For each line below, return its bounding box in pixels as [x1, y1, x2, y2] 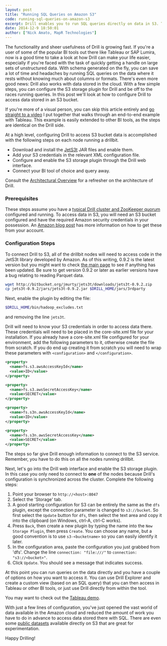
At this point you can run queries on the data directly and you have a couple [5, 570, 161, 575]
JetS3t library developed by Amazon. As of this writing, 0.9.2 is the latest [5, 256, 155, 262]
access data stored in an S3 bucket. [5, 97, 79, 102]
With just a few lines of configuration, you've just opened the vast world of [5, 604, 158, 611]
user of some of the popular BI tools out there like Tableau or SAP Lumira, [5, 49, 156, 55]
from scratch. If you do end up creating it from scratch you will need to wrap [5, 345, 162, 351]
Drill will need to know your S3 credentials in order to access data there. [5, 324, 153, 330]
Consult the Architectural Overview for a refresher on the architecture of [5, 177, 153, 183]
